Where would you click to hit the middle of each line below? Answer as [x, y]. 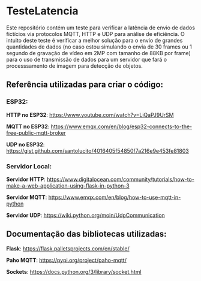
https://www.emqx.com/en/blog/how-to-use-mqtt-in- [115, 197]
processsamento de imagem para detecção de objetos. [74, 66]
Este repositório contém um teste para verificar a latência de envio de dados [100, 28]
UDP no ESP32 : [25, 144]
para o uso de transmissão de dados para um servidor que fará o [86, 59]
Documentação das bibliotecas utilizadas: [86, 234]
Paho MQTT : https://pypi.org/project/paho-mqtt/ [67, 260]
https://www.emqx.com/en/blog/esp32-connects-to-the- [121, 126]
